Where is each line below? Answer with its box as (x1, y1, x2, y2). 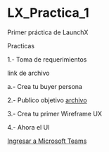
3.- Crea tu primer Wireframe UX (7, 109, 102, 118)
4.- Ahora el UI (7, 123, 51, 131)
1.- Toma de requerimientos (7, 55, 87, 64)
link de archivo (7, 69, 50, 77)
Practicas (7, 41, 35, 50)
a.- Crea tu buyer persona (7, 82, 83, 90)
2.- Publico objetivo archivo (7, 96, 87, 104)
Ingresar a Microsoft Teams (7, 137, 87, 145)
